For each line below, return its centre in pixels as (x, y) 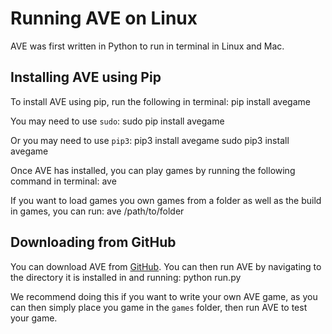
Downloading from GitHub (93, 242)
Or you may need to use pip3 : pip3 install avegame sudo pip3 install (150, 140)
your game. (34, 318)
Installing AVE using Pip (86, 77)
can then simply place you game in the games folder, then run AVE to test (159, 307)
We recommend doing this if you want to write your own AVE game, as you (164, 296)
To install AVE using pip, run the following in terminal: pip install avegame (160, 101)
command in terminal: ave (63, 181)
